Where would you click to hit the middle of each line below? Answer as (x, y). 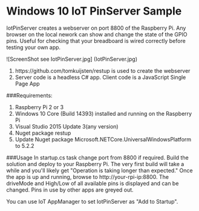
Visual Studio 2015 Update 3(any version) (67, 126)
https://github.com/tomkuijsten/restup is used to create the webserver (103, 70)
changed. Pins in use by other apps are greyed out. (70, 190)
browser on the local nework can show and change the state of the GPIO (97, 34)
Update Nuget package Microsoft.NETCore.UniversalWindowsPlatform (103, 139)
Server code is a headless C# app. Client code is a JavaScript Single (100, 77)
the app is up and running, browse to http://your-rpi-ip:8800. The (88, 176)
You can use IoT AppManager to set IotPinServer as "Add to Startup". (92, 201)
